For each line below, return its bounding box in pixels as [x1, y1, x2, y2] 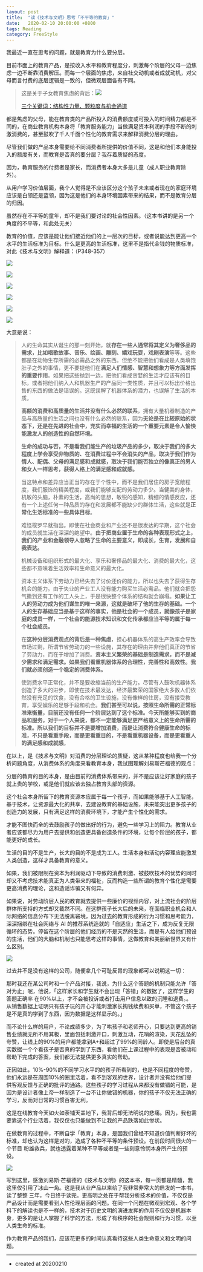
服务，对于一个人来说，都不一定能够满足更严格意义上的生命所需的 [31, 716, 196, 724]
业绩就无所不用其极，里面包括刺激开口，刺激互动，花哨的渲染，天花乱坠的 [11, 1031, 197, 1038]
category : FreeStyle [6, 31, 59, 38]
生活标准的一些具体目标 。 [31, 509, 95, 516]
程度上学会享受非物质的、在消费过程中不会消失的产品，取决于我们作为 [21, 450, 196, 457]
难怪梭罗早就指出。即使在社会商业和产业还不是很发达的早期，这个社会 [21, 522, 196, 529]
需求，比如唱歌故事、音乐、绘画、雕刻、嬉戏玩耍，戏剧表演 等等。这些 [21, 349, 196, 356]
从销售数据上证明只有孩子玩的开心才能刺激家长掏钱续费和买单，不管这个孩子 [6, 1003, 197, 1010]
